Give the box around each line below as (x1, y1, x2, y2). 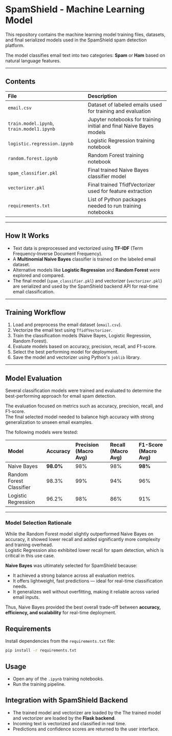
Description (88, 92, 117, 99)
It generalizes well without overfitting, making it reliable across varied (12, 589, 159, 595)
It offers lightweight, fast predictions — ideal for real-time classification (12, 578, 163, 584)
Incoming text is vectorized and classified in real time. (12, 720, 126, 726)
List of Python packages (88, 196, 146, 203)
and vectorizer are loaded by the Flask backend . (12, 715, 116, 721)
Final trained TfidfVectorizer (88, 181, 156, 188)
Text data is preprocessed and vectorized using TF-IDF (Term (12, 245, 143, 251)
